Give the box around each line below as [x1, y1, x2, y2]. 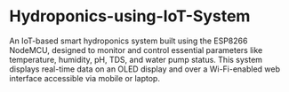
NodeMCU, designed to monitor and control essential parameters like [9, 44, 263, 55]
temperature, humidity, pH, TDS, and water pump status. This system [9, 54, 263, 65]
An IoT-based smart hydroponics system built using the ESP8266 [9, 35, 248, 46]
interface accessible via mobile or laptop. [9, 73, 160, 83]
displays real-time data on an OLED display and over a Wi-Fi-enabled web [9, 64, 281, 74]
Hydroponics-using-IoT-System [9, 6, 251, 27]
